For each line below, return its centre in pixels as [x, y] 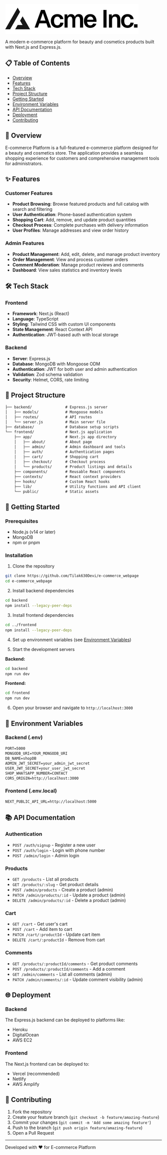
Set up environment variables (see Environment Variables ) [72, 640]
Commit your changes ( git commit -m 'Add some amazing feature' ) [82, 1122]
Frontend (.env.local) [31, 791]
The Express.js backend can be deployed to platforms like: [65, 1020]
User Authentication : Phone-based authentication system [72, 215]
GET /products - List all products [45, 879]
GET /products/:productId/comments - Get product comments [75, 964]
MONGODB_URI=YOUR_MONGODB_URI [37, 753]
